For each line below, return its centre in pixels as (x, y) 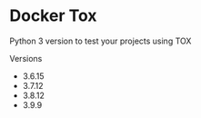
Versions (26, 58)
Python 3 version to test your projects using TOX (100, 41)
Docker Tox (53, 16)
